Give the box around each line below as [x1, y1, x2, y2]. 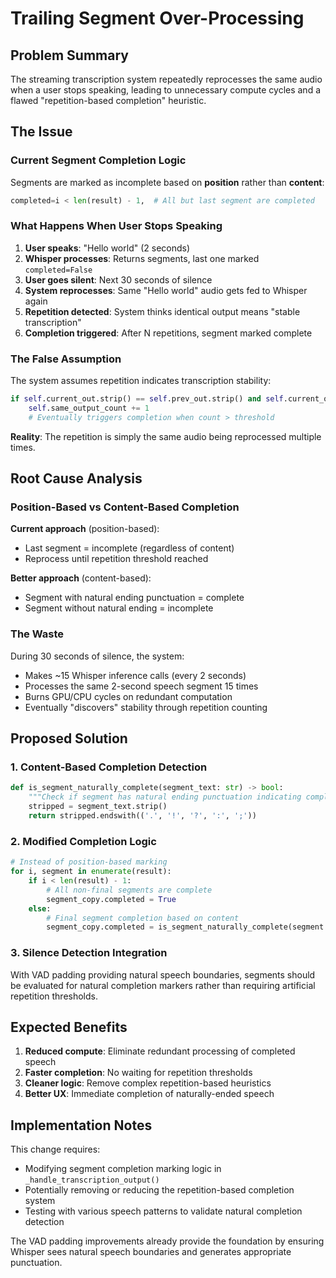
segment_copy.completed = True [46, 894, 177, 904]
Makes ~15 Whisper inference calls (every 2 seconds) [24, 669, 247, 681]
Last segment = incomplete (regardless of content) [24, 542, 235, 554]
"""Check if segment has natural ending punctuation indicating [28, 792, 302, 802]
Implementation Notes [10, 1117, 153, 1134]
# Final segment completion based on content [46, 913, 240, 923]
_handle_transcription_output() [24, 1175, 160, 1186]
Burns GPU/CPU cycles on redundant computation [24, 690, 233, 702]
